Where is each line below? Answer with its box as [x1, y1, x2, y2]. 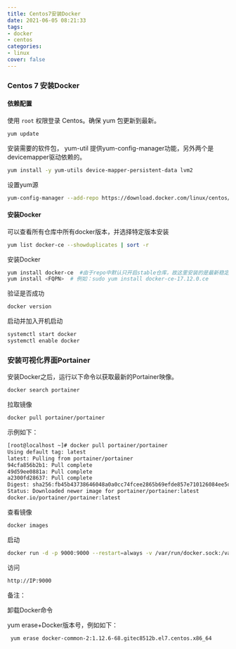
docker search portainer [7, 387, 80, 394]
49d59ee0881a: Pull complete [7, 468, 93, 475]
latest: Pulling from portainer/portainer [7, 455, 133, 462]
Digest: [7, 481, 30, 489]
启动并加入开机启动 [7, 317, 63, 326]
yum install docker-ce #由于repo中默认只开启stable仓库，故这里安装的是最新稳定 [7, 269, 230, 276]
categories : [7, 43, 42, 50]
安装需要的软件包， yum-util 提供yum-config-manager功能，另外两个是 [7, 143, 214, 152]
